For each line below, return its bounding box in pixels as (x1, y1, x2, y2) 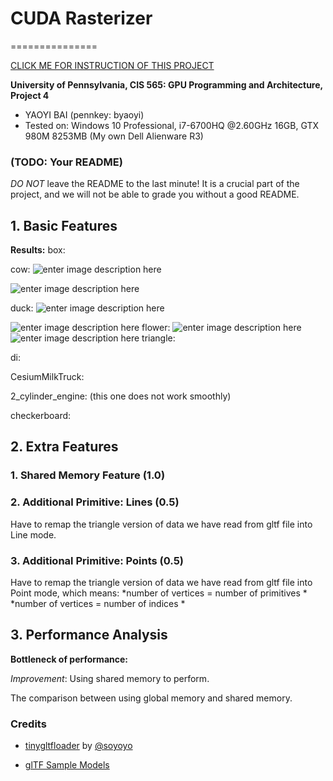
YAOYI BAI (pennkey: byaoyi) (24, 108, 145, 121)
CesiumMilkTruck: (10, 371, 85, 383)
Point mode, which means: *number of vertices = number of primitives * (10, 587, 308, 599)
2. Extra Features (10, 438, 119, 456)
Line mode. (10, 528, 57, 541)
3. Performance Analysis (10, 627, 168, 644)
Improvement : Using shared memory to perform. (10, 672, 210, 684)
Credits (10, 717, 47, 731)
